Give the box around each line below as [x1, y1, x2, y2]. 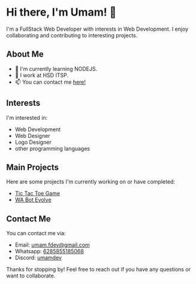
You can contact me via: [6, 230, 66, 237]
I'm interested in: [6, 114, 48, 121]
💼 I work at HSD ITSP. [14, 72, 69, 79]
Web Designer [14, 132, 50, 139]
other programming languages [14, 144, 91, 152]
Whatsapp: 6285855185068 [14, 248, 84, 255]
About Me [6, 49, 44, 60]
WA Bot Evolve [14, 196, 52, 203]
